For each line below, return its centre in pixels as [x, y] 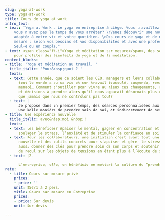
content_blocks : [22, 60]
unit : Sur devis [31, 206]
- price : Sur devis [34, 201]
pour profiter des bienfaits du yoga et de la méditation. [76, 55]
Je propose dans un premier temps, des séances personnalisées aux [89, 106]
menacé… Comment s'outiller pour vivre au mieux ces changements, [87, 87]
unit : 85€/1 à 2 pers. [37, 188]
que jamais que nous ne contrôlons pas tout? [65, 96]
